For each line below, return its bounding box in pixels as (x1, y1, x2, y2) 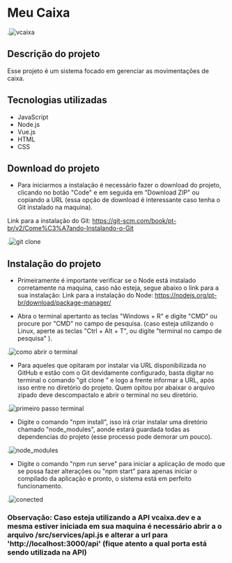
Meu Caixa (7, 5, 70, 21)
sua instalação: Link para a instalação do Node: (17, 291, 153, 300)
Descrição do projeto (7, 48, 100, 60)
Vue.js (17, 128, 36, 136)
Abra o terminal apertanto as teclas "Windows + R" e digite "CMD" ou (17, 312, 218, 321)
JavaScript (17, 113, 49, 121)
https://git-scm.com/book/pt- (92, 217, 177, 225)
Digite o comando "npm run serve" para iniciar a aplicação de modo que (17, 460, 225, 468)
